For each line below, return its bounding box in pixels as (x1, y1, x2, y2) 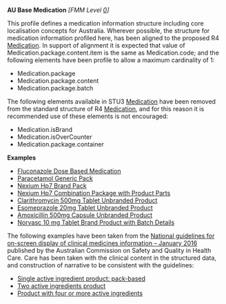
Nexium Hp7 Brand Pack (17, 182, 88, 189)
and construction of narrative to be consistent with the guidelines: (7, 261, 194, 269)
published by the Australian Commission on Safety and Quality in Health (7, 247, 212, 254)
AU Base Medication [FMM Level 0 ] (7, 6, 110, 14)
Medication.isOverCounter (17, 133, 92, 141)
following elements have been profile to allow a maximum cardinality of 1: (7, 56, 215, 64)
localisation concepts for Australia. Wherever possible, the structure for (7, 27, 210, 35)
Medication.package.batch (17, 84, 94, 92)
